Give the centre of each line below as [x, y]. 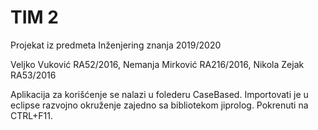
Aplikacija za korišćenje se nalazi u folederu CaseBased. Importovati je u [159, 94]
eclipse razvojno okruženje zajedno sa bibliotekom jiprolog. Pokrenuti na [159, 105]
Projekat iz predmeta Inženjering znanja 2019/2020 [116, 45]
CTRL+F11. [31, 115]
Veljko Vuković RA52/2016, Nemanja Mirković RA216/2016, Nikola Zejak [157, 64]
